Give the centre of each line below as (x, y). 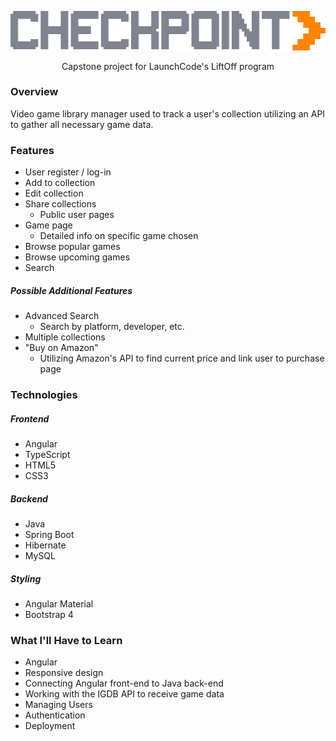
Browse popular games (72, 247)
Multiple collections (65, 337)
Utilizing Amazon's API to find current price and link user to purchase (182, 358)
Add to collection (60, 183)
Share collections (60, 204)
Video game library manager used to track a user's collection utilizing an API (168, 113)
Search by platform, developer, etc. (112, 327)
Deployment (50, 726)
